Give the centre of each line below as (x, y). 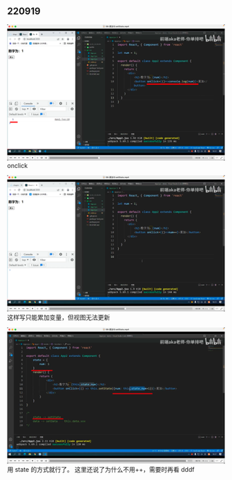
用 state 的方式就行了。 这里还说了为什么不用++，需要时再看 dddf (101, 469)
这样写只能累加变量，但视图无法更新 (59, 317)
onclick (18, 165)
